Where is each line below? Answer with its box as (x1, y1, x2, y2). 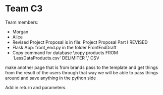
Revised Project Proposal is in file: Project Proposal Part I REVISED (12, 39, 148, 45)
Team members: (5, 19, 39, 25)
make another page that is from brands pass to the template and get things (5, 64, 158, 70)
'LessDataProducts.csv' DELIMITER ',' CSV (12, 55, 100, 61)
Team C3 (5, 3, 43, 14)
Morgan (12, 29, 29, 34)
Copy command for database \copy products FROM (12, 50, 118, 56)
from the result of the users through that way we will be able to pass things (5, 69, 159, 75)
